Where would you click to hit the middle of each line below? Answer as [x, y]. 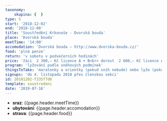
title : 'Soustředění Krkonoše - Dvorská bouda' [55, 33]
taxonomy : [15, 10]
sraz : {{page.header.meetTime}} [46, 103]
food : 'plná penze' [25, 51]
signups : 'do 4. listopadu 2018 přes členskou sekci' [62, 75]
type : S [13, 19]
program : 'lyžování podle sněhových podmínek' [54, 65]
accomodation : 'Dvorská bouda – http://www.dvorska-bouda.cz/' [72, 47]
